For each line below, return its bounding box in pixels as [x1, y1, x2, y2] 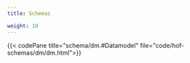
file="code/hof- [140, 41, 184, 49]
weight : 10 [7, 22, 39, 29]
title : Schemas [7, 10, 51, 17]
